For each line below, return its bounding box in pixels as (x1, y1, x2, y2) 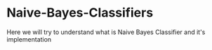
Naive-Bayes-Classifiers (6, 5, 154, 21)
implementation (6, 35, 52, 43)
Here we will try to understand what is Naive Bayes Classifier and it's (6, 28, 206, 36)
